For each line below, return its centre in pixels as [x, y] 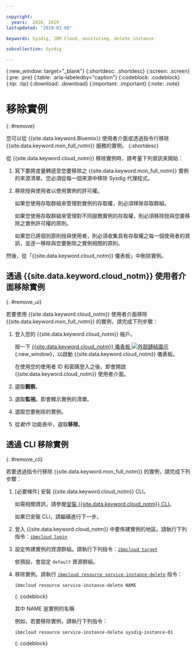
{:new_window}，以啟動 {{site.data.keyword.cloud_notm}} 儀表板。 [96, 354]
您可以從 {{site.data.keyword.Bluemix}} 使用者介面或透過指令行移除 [88, 138]
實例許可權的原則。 [48, 223]
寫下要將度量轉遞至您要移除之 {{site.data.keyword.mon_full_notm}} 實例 [102, 171]
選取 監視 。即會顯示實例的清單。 [53, 399]
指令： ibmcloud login [41, 536]
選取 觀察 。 [28, 386]
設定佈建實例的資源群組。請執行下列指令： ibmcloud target [86, 549]
